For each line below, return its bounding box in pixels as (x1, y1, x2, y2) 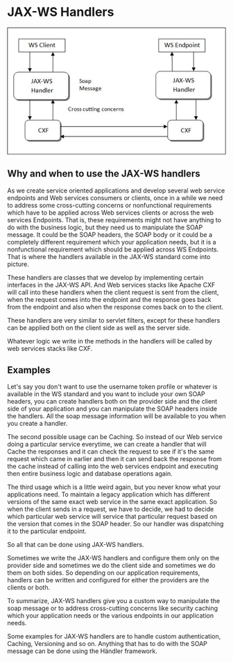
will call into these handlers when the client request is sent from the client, (7, 288, 219, 296)
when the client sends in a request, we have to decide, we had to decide (7, 505, 214, 513)
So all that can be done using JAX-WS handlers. (7, 541, 144, 549)
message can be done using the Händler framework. (7, 647, 157, 655)
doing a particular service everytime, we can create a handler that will (7, 440, 207, 449)
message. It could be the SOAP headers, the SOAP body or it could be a (7, 230, 213, 239)
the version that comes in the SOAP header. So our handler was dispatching (7, 520, 224, 528)
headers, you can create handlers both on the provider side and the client (7, 397, 218, 406)
